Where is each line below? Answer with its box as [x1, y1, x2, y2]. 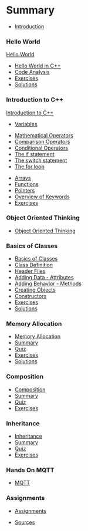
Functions [14, 180, 39, 188]
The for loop [14, 163, 45, 170]
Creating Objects [14, 286, 56, 293]
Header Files [14, 268, 46, 275]
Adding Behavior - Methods [14, 280, 82, 288]
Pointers [14, 187, 35, 194]
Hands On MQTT [6, 466, 55, 474]
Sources [14, 519, 35, 526]
